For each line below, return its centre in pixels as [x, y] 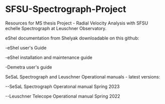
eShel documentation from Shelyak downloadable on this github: [72, 38]
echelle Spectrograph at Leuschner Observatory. [56, 28]
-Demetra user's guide [29, 67]
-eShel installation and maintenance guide [49, 57]
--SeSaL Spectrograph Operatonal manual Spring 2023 [62, 86]
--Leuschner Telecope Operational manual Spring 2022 [63, 96]
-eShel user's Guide [26, 47]
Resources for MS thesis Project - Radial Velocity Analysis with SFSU [77, 23]
